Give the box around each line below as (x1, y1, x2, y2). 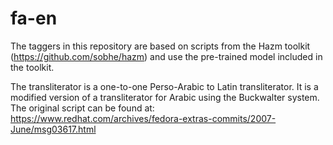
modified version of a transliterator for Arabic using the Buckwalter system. (10, 91, 320, 103)
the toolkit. (10, 61, 55, 73)
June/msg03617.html (10, 123, 97, 135)
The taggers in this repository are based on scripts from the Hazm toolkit (10, 40, 311, 52)
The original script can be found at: (10, 102, 155, 114)
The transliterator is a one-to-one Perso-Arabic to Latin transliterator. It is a (10, 80, 319, 92)
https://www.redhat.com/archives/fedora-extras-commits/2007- (10, 112, 277, 124)
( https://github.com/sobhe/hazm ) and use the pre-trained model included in (10, 50, 323, 62)
